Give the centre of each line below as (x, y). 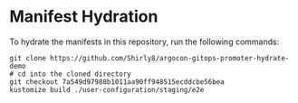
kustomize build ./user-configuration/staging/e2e (107, 89)
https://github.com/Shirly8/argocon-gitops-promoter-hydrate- (169, 58)
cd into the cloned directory (74, 74)
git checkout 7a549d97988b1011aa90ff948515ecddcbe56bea (117, 82)
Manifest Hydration (84, 17)
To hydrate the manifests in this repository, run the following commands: (144, 42)
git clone (28, 58)
